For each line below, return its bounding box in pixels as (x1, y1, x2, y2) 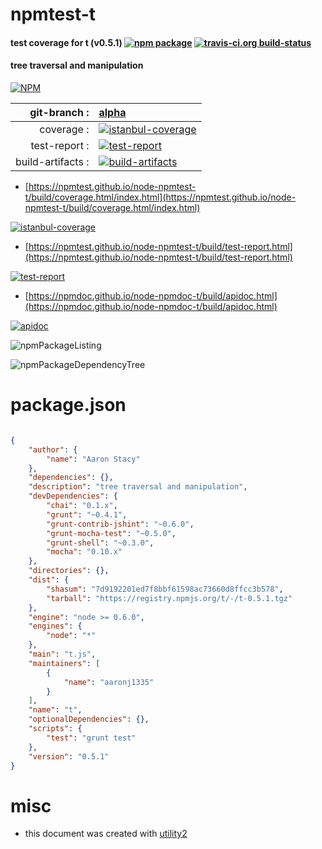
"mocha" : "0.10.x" (46, 547, 123, 557)
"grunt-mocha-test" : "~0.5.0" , (46, 528, 177, 538)
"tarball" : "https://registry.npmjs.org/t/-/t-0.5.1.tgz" (46, 593, 293, 603)
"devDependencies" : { (28, 491, 118, 502)
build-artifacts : (15, 154, 90, 168)
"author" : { (28, 444, 78, 455)
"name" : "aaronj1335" (63, 677, 155, 687)
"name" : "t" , (28, 705, 83, 715)
